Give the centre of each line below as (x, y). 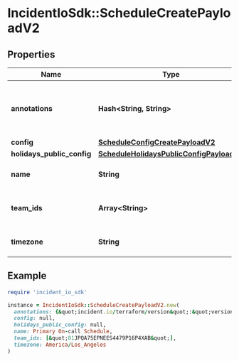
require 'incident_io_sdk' (47, 292)
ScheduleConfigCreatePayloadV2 (157, 142)
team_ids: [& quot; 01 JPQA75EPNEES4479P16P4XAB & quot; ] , (95, 338)
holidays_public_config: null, (60, 325)
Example (27, 276)
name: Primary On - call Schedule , (63, 332)
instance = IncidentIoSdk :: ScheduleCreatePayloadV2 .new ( (94, 305)
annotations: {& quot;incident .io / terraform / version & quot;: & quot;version (124, 312)
